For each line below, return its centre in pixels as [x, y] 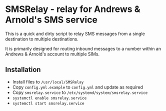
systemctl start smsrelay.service [48, 103]
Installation [23, 70]
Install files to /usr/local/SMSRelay [48, 81]
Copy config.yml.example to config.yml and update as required [78, 87]
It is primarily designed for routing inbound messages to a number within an [83, 48]
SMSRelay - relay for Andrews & [73, 9]
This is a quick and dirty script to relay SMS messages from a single [75, 33]
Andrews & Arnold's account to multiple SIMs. [52, 54]
